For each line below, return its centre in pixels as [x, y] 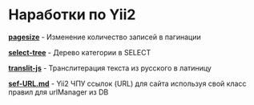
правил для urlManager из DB [58, 92]
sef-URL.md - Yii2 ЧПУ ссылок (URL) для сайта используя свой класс [127, 83]
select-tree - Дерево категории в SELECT [80, 52]
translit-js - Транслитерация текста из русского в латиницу [110, 68]
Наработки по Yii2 [72, 15]
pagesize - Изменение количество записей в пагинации [105, 37]
